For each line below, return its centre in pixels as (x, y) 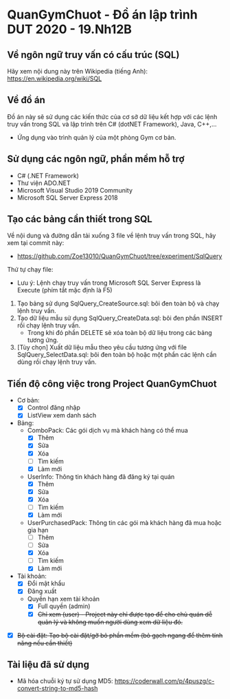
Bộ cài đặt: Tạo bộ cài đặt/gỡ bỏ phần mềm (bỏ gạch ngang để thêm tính (120, 635)
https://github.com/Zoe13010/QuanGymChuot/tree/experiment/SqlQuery (119, 256)
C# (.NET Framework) (48, 175)
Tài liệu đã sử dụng (48, 665)
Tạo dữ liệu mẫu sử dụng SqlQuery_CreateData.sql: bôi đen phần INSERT (120, 318)
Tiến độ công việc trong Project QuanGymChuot (112, 384)
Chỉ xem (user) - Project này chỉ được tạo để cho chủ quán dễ (125, 614)
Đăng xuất (42, 591)
